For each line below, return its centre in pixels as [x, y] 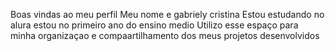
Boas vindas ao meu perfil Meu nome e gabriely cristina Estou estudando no [167, 14]
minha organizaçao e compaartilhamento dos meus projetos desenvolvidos [165, 35]
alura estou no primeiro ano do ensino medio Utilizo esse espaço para [154, 25]
